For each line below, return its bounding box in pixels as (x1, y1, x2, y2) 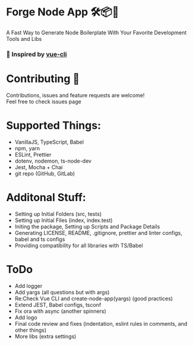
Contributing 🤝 (6, 72, 80, 85)
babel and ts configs (14, 236, 65, 243)
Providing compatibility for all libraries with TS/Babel (14, 242, 144, 249)
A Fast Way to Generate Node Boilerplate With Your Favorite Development (6, 28, 187, 36)
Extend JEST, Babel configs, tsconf (14, 301, 102, 308)
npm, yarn (14, 144, 40, 152)
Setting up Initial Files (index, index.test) (14, 217, 113, 224)
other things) (14, 326, 47, 334)
